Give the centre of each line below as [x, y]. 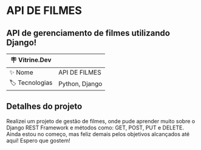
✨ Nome [21, 72]
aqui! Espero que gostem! [39, 140]
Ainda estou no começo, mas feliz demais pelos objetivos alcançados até [98, 134]
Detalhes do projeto [44, 107]
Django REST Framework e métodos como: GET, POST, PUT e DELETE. [95, 128]
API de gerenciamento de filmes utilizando [88, 33]
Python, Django [80, 84]
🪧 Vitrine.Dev [31, 60]
